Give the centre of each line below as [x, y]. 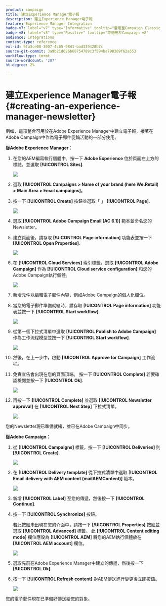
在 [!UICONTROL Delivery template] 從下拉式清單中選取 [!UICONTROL [85, 472]
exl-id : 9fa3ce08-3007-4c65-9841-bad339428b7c [54, 47]
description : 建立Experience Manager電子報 [49, 19]
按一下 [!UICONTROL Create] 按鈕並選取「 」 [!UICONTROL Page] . [81, 201]
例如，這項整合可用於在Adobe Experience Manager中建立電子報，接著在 [80, 131]
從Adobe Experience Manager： [39, 148]
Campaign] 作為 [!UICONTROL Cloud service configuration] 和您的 [82, 269]
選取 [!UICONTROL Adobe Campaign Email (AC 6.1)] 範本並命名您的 [82, 221]
